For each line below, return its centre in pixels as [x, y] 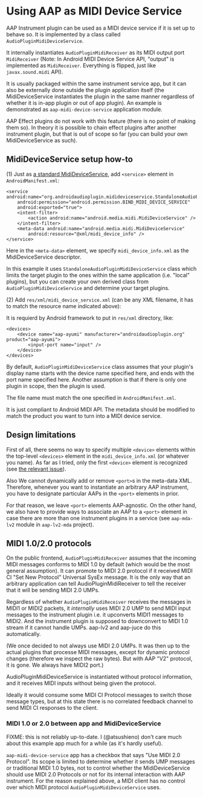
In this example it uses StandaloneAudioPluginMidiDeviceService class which [101, 268]
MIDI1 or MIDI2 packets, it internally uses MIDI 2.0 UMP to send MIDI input [98, 608]
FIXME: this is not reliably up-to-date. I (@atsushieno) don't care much [94, 736]
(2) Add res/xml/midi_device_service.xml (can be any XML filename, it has [100, 299]
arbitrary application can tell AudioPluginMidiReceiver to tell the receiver [96, 584]
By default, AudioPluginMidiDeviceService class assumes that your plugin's [100, 366]
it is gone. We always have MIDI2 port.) [55, 665]
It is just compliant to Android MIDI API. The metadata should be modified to [101, 409]
